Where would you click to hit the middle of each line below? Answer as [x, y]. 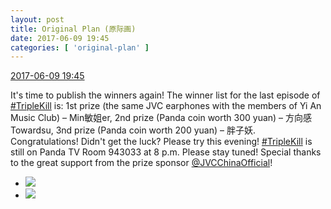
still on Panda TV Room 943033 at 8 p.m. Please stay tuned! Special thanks [166, 152]
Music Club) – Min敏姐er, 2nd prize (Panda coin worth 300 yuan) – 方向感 [161, 118]
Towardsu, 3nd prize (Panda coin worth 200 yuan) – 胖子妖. [133, 130]
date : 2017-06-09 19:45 [60, 38]
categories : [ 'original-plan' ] [80, 47]
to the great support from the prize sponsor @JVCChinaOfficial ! [141, 163]
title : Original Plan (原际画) [73, 29]
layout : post [37, 19]
